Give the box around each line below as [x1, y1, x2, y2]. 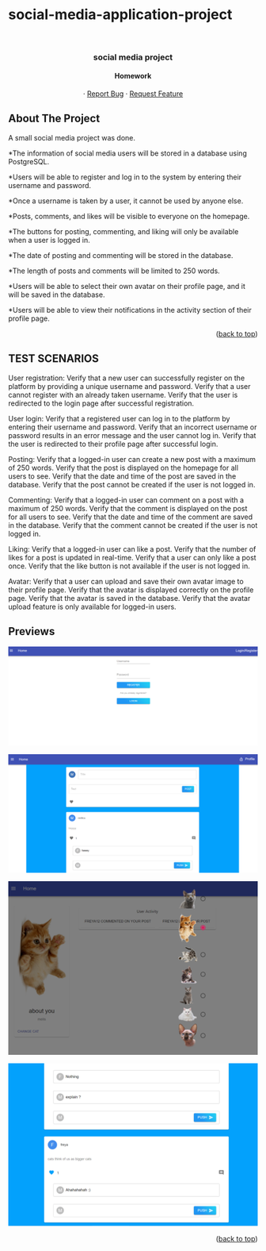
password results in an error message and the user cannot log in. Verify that [8, 430, 256, 440]
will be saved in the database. [8, 290, 105, 299]
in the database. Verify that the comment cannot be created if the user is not [8, 520, 258, 529]
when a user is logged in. [8, 235, 90, 244]
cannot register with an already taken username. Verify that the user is [8, 390, 238, 399]
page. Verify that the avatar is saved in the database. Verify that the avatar [8, 593, 251, 602]
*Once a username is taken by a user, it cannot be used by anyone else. [8, 196, 244, 206]
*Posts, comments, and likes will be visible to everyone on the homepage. [8, 211, 250, 221]
